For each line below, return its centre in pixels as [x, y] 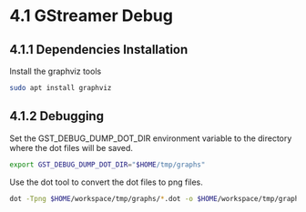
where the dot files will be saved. [71, 147]
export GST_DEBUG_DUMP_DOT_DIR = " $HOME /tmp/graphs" [107, 165]
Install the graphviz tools [56, 71]
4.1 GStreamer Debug [91, 16]
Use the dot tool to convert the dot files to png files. [106, 182]
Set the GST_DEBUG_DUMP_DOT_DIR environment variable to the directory [151, 138]
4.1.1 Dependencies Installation [99, 50]
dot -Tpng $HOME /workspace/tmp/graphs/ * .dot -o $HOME [114, 198]
